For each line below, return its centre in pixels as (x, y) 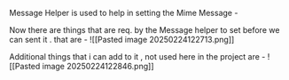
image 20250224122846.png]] (98, 66)
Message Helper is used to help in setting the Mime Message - (124, 13)
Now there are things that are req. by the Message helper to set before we (144, 30)
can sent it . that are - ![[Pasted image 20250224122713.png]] (122, 40)
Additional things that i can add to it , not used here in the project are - (137, 56)
